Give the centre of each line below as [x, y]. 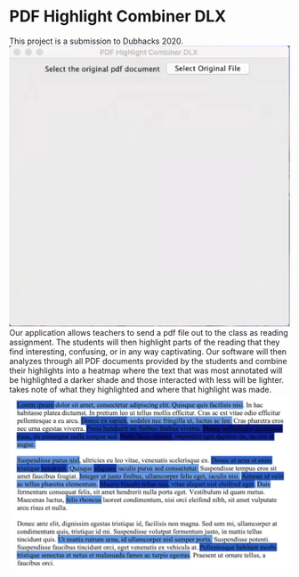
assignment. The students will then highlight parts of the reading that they [145, 342]
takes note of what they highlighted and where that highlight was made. [141, 389]
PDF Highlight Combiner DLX [118, 16]
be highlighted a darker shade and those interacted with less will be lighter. [147, 379]
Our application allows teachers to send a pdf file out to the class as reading [149, 332]
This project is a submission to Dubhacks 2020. [97, 41]
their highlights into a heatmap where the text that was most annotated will [146, 370]
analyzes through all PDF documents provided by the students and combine [148, 361]
